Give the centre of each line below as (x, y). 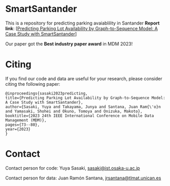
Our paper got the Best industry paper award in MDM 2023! (69, 43)
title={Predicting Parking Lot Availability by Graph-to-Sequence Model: (86, 98)
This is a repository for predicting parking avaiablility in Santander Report (82, 23)
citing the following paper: (33, 84)
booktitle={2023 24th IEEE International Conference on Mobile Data (80, 115)
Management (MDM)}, (26, 120)
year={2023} (18, 129)
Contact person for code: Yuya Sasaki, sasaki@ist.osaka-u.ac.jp (73, 168)
